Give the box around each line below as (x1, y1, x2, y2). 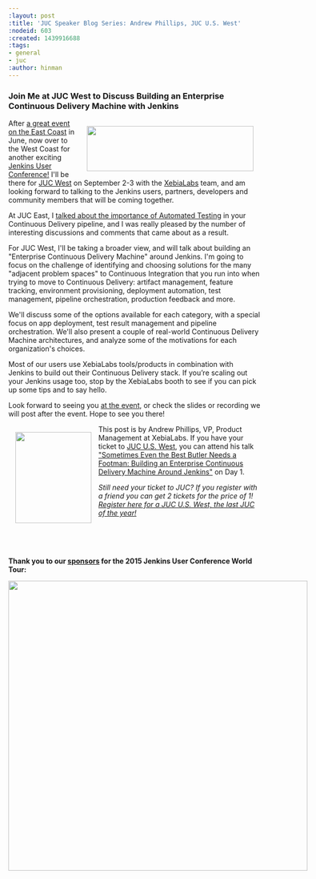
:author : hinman (8, 64, 62, 72)
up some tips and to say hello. (8, 385, 107, 395)
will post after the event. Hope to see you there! (8, 409, 166, 419)
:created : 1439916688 (8, 34, 81, 42)
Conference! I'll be (8, 170, 70, 179)
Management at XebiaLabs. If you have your (98, 433, 244, 443)
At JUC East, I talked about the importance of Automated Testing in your (8, 211, 246, 220)
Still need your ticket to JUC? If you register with (98, 482, 258, 493)
